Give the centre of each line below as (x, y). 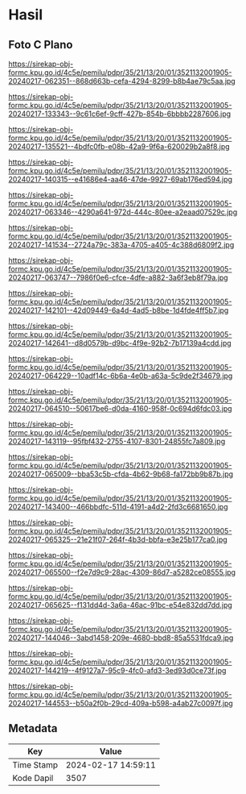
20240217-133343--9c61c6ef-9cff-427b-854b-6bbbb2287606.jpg (120, 114)
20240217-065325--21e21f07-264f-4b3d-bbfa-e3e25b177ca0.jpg (118, 539)
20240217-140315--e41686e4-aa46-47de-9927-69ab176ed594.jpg (121, 179)
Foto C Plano (41, 45)
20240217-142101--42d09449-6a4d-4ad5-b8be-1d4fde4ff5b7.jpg (119, 310)
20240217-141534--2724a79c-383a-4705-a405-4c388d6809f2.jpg (121, 245)
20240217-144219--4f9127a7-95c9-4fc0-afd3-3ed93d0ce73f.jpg (117, 670)
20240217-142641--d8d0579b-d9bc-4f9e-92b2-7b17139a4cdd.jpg (120, 343)
